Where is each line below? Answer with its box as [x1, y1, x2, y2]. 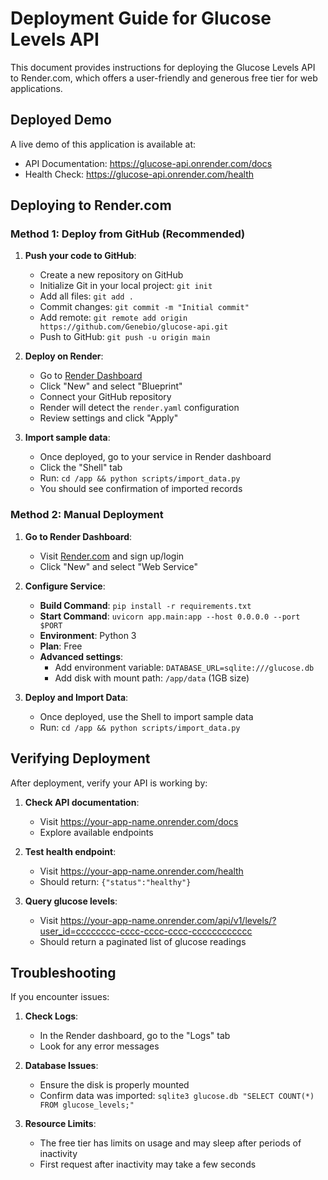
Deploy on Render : [24, 350, 104, 362]
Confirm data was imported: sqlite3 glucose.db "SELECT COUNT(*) [39, 1090, 315, 1102]
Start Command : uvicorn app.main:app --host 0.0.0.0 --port [39, 610, 301, 622]
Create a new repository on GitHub [39, 269, 184, 281]
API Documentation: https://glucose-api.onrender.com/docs [24, 157, 273, 169]
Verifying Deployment [10, 750, 151, 767]
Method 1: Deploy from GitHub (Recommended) [10, 227, 246, 241]
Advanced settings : [39, 650, 124, 662]
